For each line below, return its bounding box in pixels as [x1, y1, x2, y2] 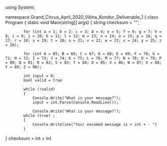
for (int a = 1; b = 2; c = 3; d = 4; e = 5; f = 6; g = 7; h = [23, 29, 162, 34]
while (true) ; [23, 113, 56, 118]
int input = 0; [23, 73, 56, 78]
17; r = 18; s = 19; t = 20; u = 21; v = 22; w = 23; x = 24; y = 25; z [5, 38, 162, 43]
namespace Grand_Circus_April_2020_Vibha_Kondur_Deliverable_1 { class [5, 14, 158, 20]
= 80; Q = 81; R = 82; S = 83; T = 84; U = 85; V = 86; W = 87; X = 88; [5, 60, 162, 65]
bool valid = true [23, 78, 62, 83]
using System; [5, 5, 35, 10]
